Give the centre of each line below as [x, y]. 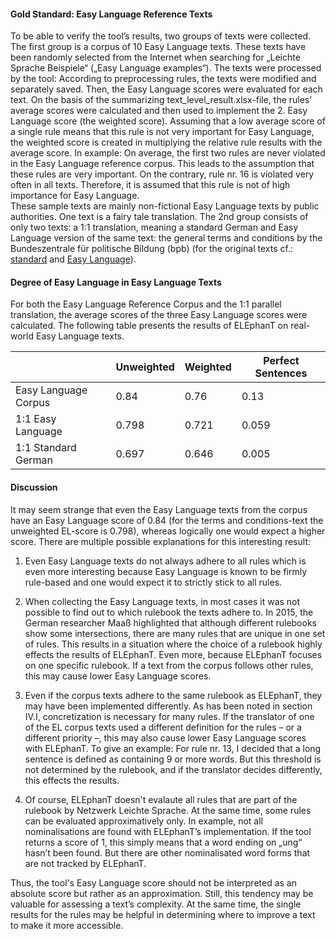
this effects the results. [72, 780]
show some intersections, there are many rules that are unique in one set [175, 633]
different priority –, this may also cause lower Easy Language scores [165, 737]
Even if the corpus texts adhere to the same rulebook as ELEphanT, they [173, 695]
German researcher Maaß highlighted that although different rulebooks [170, 622]
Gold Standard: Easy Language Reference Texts [111, 14]
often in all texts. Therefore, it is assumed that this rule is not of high [150, 185]
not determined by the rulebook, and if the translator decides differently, [173, 769]
